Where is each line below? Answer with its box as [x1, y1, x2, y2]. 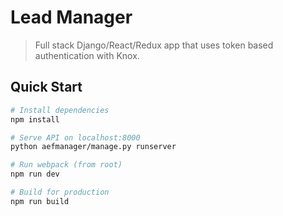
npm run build [10, 196, 70, 206]
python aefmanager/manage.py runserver [10, 142, 177, 152]
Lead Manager [10, 6, 133, 29]
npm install [10, 114, 60, 125]
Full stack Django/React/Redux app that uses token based [34, 39, 274, 51]
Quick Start [10, 79, 83, 96]
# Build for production [10, 187, 110, 197]
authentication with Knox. [34, 49, 140, 61]
